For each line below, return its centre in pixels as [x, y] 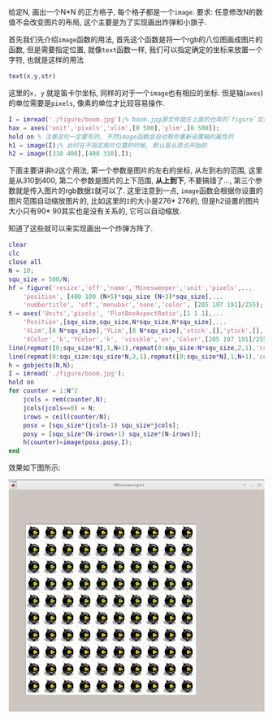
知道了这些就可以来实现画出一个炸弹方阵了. [81, 228]
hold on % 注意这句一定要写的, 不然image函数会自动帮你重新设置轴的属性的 [121, 137]
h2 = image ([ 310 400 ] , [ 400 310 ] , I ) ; [70, 154]
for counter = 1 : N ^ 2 [43, 391]
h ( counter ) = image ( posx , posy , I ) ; [78, 442]
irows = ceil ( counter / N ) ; [67, 417]
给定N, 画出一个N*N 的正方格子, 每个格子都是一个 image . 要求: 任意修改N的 [132, 12]
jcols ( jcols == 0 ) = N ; [59, 408]
